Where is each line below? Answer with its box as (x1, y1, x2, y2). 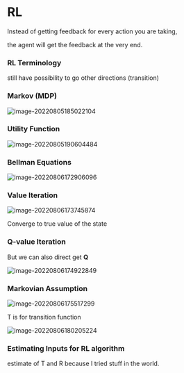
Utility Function (7, 124, 60, 134)
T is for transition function (7, 313, 81, 322)
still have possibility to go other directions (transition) (7, 74, 160, 82)
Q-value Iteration (7, 237, 66, 247)
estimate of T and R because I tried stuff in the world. (7, 359, 160, 368)
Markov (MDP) (7, 91, 58, 101)
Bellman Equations (7, 157, 72, 167)
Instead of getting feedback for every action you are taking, (7, 27, 178, 35)
